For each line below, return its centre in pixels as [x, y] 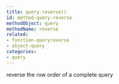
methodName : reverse [33, 29]
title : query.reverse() [37, 12]
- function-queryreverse [38, 40]
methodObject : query [33, 23]
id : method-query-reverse [39, 18]
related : [17, 35]
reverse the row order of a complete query [60, 74]
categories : [21, 52]
